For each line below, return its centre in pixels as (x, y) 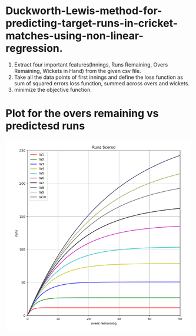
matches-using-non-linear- (74, 36)
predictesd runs (45, 126)
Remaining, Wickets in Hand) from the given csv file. (78, 71)
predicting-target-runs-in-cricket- (92, 23)
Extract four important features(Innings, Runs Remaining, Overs (91, 64)
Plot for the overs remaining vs (82, 114)
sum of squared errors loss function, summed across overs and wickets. (102, 83)
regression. (34, 49)
